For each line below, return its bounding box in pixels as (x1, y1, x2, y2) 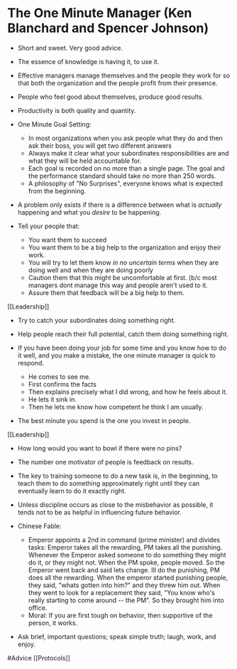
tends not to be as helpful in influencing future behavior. (17, 508, 182, 516)
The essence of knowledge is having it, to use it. (17, 57, 160, 65)
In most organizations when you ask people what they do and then (28, 134, 224, 142)
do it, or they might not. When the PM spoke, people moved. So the (28, 558, 225, 567)
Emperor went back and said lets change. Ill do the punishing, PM (28, 565, 220, 574)
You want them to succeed (28, 235, 107, 244)
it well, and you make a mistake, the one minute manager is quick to (17, 350, 216, 360)
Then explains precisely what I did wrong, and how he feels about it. (28, 387, 228, 396)
